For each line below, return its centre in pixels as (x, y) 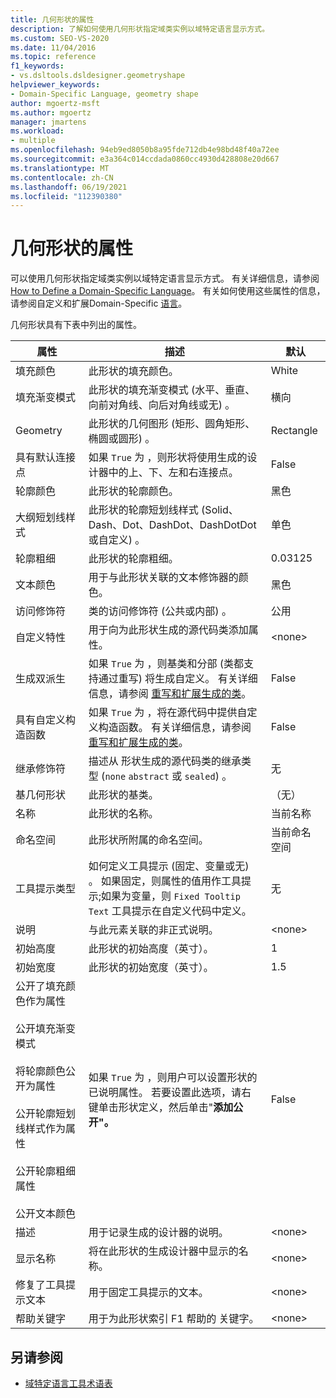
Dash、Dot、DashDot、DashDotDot (172, 525)
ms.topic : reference (53, 57)
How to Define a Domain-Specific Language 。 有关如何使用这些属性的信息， (168, 291)
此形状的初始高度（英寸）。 (151, 949)
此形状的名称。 (123, 814)
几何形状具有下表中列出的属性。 (76, 325)
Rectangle (294, 431)
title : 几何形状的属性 (52, 19)
